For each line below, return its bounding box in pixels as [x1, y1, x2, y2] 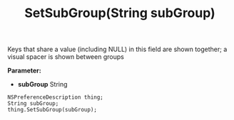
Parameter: [7, 66, 41, 75]
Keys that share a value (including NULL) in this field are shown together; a [7, 45, 228, 54]
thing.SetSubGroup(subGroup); [7, 107, 98, 114]
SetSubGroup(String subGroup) [24, 5, 215, 21]
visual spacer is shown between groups [7, 53, 125, 61]
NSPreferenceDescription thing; [7, 94, 103, 101]
